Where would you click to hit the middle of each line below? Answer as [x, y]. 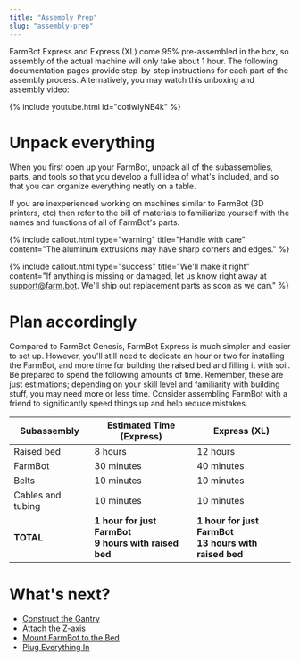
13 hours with [227, 543]
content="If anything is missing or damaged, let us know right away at [138, 276]
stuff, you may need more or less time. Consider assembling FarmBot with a [149, 394]
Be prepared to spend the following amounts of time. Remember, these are [146, 375]
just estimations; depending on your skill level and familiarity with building [145, 384]
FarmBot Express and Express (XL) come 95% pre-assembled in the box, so [149, 51]
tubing [27, 506]
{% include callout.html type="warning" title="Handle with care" [127, 240]
